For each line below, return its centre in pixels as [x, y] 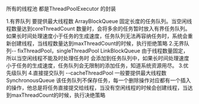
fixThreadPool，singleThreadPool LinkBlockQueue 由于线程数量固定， [103, 51]
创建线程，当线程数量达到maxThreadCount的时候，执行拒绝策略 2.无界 [98, 43]
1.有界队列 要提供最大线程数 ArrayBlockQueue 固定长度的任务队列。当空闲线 [99, 21]
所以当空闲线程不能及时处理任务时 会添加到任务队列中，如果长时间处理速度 [98, 58]
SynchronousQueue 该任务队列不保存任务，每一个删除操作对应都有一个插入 [99, 80]
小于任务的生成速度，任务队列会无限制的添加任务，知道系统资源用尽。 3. [95, 66]
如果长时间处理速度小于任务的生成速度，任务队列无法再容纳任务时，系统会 [97, 36]
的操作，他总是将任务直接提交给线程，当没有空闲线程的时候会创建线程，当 [97, 88]
